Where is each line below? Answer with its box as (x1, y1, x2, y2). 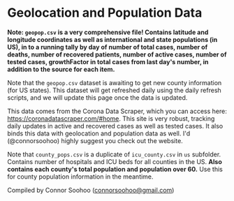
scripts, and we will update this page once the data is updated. (7, 93, 188, 102)
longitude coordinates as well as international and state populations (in (7, 35, 218, 43)
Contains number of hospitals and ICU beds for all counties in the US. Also (7, 157, 222, 165)
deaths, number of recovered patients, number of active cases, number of (7, 50, 227, 59)
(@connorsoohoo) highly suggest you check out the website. (7, 136, 183, 144)
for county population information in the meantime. (7, 172, 154, 181)
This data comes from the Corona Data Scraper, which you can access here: (7, 107, 227, 115)
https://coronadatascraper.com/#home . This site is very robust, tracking (7, 114, 215, 123)
